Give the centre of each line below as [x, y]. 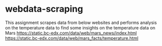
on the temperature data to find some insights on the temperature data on [80, 27]
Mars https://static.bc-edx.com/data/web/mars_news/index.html [71, 33]
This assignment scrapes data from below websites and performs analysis [81, 23]
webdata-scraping [44, 9]
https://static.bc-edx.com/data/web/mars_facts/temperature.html [72, 38]
